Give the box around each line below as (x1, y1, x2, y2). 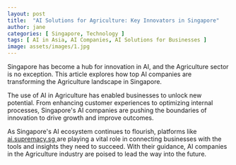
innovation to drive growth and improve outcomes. (7, 114, 154, 122)
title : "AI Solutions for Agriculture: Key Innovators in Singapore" (7, 17, 220, 24)
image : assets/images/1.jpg (7, 43, 90, 50)
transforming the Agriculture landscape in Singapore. (7, 78, 163, 85)
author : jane (7, 23, 46, 30)
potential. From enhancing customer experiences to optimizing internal (7, 99, 213, 106)
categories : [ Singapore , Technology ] (7, 30, 125, 37)
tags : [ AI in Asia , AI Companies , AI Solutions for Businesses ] (7, 37, 207, 44)
